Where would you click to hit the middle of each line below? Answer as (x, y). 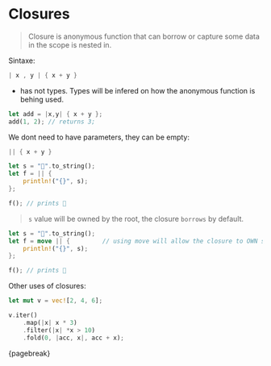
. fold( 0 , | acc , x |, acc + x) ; (74, 338)
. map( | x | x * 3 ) (50, 322)
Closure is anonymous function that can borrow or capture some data (144, 36)
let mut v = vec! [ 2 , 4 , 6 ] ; (56, 301)
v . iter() (23, 315)
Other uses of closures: (47, 286)
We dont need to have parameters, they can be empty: (99, 137)
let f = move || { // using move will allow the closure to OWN (133, 241)
